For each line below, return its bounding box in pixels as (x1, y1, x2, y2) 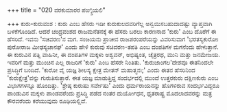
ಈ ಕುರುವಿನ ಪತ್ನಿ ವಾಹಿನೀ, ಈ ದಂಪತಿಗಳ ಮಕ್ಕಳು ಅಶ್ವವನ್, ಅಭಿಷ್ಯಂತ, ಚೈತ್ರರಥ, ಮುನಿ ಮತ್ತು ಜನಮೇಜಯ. (7, 51, 221, 58)
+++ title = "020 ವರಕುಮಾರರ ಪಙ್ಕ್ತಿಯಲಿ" (7, 6, 106, 14)
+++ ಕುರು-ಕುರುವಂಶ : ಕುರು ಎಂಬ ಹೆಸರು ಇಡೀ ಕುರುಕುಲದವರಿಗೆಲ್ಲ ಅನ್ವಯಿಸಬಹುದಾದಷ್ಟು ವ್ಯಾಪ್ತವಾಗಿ (7, 20, 213, 27)
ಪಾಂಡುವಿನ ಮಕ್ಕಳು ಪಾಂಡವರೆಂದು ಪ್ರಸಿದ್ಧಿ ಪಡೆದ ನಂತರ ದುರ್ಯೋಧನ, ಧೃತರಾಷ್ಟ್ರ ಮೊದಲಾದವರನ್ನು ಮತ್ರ (7, 89, 213, 97)
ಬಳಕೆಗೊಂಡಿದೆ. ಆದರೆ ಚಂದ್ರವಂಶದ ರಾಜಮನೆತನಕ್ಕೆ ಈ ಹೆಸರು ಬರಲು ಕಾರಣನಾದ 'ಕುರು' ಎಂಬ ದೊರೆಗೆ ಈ (7, 27, 217, 35)
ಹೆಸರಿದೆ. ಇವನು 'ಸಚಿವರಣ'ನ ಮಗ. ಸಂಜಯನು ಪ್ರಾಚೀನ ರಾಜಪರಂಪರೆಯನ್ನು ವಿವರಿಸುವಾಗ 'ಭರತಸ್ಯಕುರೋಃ (7, 35, 219, 43)
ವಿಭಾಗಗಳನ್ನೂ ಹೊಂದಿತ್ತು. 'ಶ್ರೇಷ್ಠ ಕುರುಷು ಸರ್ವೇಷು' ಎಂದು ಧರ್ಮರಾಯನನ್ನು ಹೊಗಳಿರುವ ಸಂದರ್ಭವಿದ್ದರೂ (7, 82, 219, 89)
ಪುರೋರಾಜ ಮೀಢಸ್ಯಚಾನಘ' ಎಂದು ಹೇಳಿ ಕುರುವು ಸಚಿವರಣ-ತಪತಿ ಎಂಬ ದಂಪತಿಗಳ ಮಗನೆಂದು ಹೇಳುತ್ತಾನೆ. (7, 43, 219, 51)
